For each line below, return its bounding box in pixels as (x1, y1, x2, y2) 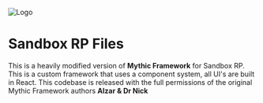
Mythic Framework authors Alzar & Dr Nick (8, 86, 148, 95)
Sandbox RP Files (8, 35, 124, 53)
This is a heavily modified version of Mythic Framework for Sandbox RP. (8, 61, 245, 70)
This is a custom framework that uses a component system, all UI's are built (8, 69, 255, 79)
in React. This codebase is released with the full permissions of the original (8, 77, 253, 86)
